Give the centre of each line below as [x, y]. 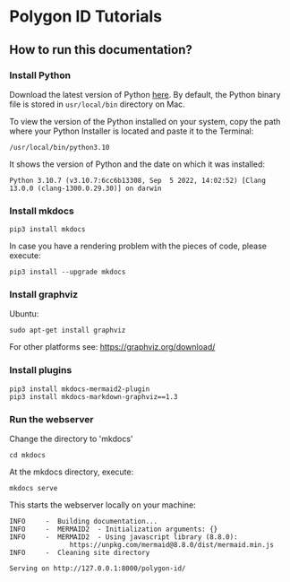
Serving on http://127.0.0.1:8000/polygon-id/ [98, 569]
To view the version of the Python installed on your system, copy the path [145, 121]
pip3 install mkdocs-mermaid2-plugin [80, 389]
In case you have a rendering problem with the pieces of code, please [138, 246]
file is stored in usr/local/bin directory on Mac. [97, 104]
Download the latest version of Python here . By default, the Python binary [145, 94]
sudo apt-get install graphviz [68, 330]
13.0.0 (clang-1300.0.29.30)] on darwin [86, 188]
